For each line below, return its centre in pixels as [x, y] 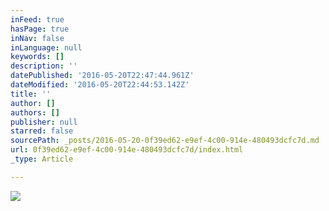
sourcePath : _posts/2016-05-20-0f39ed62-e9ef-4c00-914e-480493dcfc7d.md [165, 141]
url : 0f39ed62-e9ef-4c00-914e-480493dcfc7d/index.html [127, 150]
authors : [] [35, 112]
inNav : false [37, 38]
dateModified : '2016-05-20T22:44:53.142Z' [100, 85]
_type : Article [42, 159]
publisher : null [44, 122]
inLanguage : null [46, 47]
